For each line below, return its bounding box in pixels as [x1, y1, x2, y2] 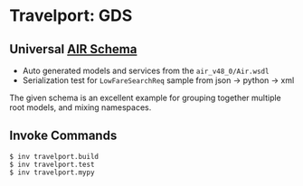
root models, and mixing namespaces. [9, 102, 152, 113]
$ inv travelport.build [9, 152, 99, 161]
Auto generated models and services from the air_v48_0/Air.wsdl [22, 65, 270, 76]
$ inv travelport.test [9, 160, 95, 169]
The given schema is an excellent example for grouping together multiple [9, 92, 282, 103]
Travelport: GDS [9, 5, 133, 26]
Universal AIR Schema [9, 42, 137, 57]
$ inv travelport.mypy [9, 168, 95, 177]
